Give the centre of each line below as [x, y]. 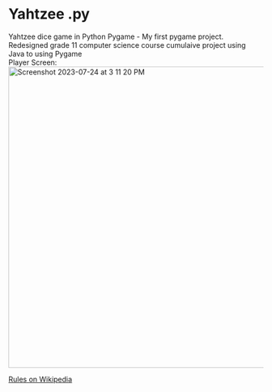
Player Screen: [33, 62]
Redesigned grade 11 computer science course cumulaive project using [127, 45]
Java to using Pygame [45, 53]
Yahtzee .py [49, 14]
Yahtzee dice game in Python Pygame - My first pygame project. [116, 36]
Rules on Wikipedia [40, 379]
